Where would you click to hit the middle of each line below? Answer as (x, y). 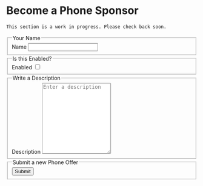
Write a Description (36, 78)
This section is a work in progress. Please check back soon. (86, 27)
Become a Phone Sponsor (72, 11)
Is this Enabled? (32, 58)
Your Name (26, 38)
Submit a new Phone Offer (45, 162)
